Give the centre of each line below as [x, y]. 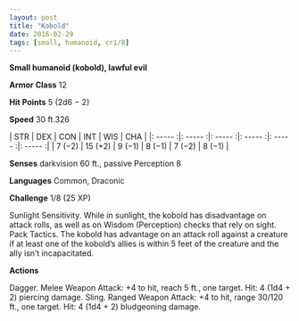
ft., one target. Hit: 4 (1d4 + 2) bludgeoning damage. [105, 307]
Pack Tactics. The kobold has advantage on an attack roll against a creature [149, 235]
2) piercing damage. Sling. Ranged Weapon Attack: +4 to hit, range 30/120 [146, 297]
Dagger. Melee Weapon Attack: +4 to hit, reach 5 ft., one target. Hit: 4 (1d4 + [150, 288]
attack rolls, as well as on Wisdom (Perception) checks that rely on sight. [143, 225]
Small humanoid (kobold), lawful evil [78, 68]
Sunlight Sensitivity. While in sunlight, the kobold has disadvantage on [138, 216]
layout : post [33, 17]
